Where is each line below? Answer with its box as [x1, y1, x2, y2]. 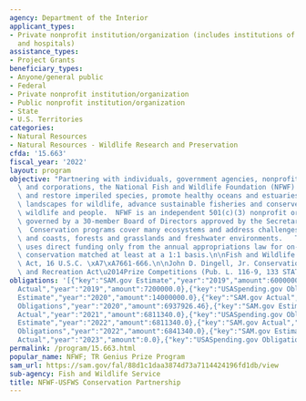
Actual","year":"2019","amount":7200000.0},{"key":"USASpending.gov [17, 284, 283, 293]
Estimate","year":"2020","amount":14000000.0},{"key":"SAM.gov [17, 293, 262, 302]
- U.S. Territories [9, 115, 84, 124]
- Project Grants [9, 56, 76, 65]
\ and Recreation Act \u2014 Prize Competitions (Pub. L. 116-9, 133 [17, 268, 280, 277]
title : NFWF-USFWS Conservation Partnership [9, 377, 181, 387]
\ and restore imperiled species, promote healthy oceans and [17, 191, 259, 200]
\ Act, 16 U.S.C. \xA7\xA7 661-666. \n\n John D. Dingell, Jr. [17, 259, 250, 269]
